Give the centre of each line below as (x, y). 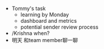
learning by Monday (45, 15)
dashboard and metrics (49, 21)
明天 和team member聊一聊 (45, 40)
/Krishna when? (31, 33)
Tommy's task (28, 8)
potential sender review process (59, 27)
